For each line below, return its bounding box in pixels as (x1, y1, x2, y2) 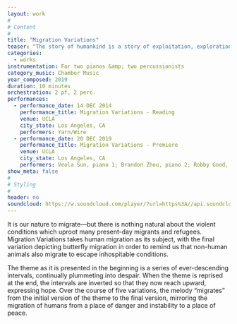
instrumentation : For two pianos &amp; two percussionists (7, 63, 185, 70)
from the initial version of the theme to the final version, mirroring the (7, 294, 208, 302)
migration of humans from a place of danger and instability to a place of (7, 301, 217, 309)
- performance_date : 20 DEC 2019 (13, 135, 112, 142)
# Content (7, 23, 37, 30)
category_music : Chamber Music (7, 69, 99, 76)
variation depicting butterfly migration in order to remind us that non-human (7, 243, 228, 251)
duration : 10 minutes (7, 83, 71, 90)
